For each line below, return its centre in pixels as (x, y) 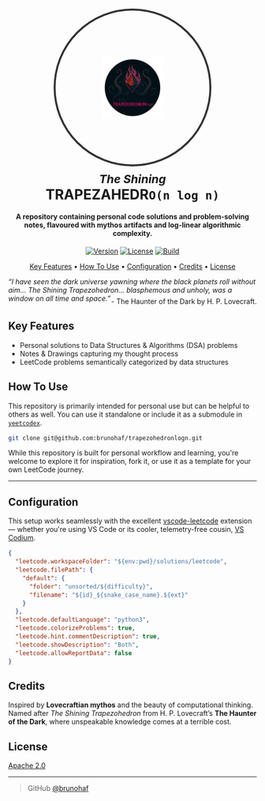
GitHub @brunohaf (58, 788)
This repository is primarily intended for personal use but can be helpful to (129, 406)
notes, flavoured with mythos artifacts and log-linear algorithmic (132, 225)
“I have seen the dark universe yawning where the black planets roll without (132, 281)
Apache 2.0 (27, 765)
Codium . (22, 538)
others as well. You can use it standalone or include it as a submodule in (125, 414)
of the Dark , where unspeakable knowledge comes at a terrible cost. (120, 722)
